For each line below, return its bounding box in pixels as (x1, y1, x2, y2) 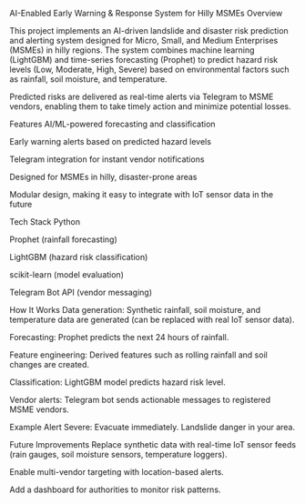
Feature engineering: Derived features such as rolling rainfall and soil (9, 349, 269, 360)
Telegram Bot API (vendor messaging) (9, 287, 153, 297)
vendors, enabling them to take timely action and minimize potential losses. (9, 101, 291, 112)
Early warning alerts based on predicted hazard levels (9, 136, 212, 146)
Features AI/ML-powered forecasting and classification (9, 118, 216, 129)
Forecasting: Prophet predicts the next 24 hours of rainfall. (9, 332, 229, 342)
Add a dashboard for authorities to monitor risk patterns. (9, 484, 221, 495)
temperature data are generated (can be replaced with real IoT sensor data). (9, 314, 295, 325)
